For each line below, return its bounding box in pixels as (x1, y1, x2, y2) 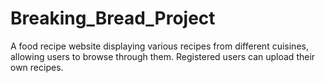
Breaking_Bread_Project (10, 7, 216, 30)
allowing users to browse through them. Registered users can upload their (10, 50, 316, 62)
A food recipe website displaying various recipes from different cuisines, (10, 40, 309, 52)
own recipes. (10, 61, 64, 73)
